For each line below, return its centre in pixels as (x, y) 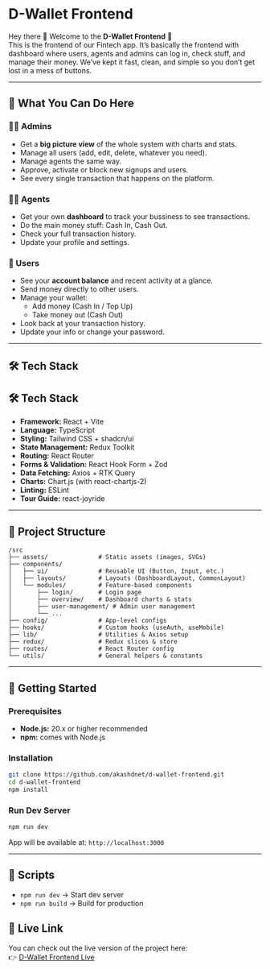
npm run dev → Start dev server (72, 894)
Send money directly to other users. (79, 289)
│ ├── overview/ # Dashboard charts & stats (100, 600)
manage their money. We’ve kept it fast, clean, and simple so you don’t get (132, 62)
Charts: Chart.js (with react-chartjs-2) (83, 482)
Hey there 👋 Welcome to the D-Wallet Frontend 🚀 (90, 36)
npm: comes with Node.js (63, 737)
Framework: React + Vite (62, 422)
